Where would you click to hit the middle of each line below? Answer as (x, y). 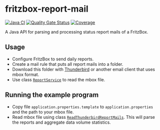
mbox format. (26, 74)
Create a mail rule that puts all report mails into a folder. (68, 64)
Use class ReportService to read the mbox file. (59, 79)
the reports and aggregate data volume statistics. (61, 122)
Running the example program (52, 95)
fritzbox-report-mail (47, 9)
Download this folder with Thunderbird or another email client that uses (83, 69)
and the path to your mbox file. (43, 112)
